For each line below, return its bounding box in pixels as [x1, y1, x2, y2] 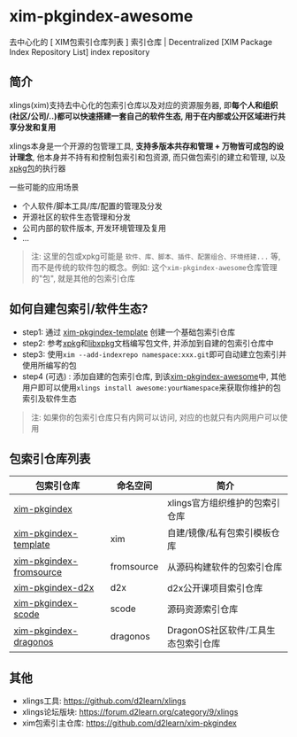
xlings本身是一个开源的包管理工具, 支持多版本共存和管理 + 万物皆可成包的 [9, 140, 277, 151]
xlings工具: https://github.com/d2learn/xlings [21, 695, 187, 706]
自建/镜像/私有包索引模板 [166, 527, 271, 539]
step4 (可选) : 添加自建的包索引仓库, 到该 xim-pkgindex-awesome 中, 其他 [21, 370, 286, 382]
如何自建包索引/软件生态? [9, 301, 148, 316]
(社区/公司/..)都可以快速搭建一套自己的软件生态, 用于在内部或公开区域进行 [9, 111, 278, 121]
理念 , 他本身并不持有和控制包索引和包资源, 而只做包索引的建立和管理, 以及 [16, 151, 286, 162]
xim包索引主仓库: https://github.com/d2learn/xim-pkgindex [21, 718, 237, 728]
